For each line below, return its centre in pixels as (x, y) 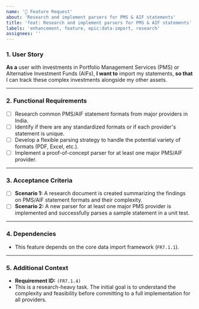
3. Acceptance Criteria (39, 180)
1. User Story (25, 55)
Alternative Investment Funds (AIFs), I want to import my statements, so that (99, 74)
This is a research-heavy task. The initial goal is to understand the (95, 287)
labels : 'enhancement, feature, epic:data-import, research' (83, 28)
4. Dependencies (31, 234)
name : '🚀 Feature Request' (39, 12)
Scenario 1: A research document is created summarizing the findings (100, 193)
